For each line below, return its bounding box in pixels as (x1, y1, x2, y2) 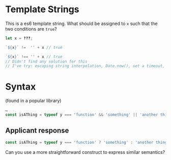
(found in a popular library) (5, 98, 62, 104)
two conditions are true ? (5, 25, 57, 32)
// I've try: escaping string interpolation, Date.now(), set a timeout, (5, 64, 165, 69)
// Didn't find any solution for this (5, 59, 88, 64)
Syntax (5, 81, 36, 92)
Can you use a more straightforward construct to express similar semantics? (5, 149, 165, 155)
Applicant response (5, 126, 69, 135)
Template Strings (5, 4, 80, 15)
